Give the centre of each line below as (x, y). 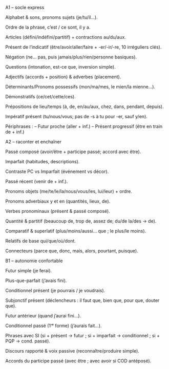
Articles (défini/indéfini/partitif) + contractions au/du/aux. (66, 37)
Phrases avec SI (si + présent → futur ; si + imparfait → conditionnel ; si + (83, 335)
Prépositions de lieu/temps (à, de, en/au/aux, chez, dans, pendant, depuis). (84, 106)
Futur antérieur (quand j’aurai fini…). (43, 316)
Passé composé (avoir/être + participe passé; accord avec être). (73, 151)
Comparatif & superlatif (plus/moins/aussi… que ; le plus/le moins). (76, 231)
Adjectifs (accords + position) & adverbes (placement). (63, 77)
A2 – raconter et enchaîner (34, 142)
